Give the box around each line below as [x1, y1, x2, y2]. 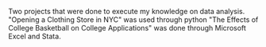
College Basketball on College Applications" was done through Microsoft [8, 23, 246, 32]
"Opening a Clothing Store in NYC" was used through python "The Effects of [8, 15, 259, 24]
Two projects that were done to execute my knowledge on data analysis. [8, 7, 245, 16]
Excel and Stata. [8, 31, 61, 41]
